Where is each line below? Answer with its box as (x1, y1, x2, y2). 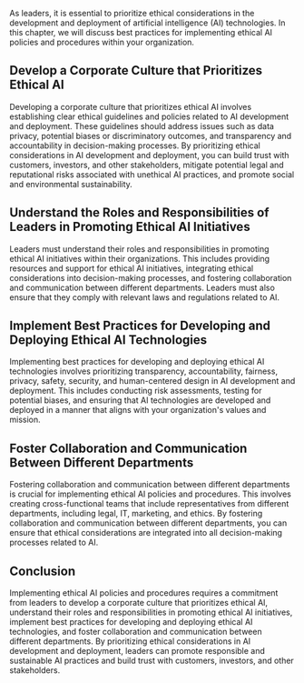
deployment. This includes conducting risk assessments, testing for (9, 386, 262, 397)
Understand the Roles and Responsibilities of (9, 205, 270, 221)
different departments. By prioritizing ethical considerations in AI (9, 636, 251, 647)
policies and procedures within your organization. (9, 36, 195, 47)
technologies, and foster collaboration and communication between (9, 627, 262, 638)
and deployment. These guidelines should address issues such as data (9, 120, 275, 131)
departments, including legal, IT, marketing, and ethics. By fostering (9, 508, 263, 519)
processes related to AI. (9, 537, 99, 548)
